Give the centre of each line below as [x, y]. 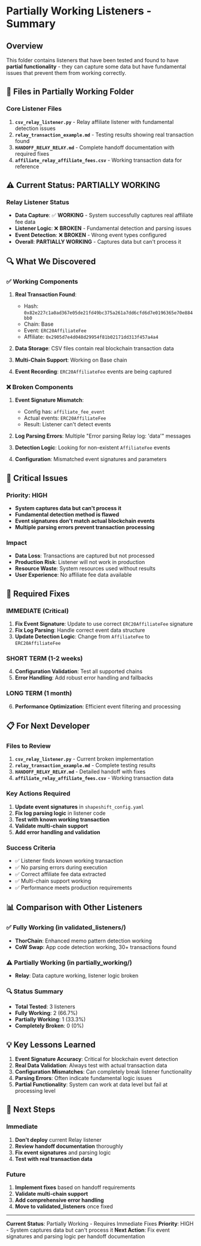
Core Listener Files [34, 109]
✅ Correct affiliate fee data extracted [60, 874]
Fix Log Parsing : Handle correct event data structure [80, 630]
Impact [17, 542]
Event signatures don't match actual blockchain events [85, 521]
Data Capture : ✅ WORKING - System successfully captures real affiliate [104, 215]
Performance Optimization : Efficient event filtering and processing [98, 706]
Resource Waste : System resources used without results [85, 569]
